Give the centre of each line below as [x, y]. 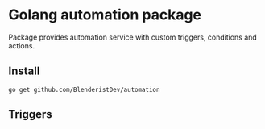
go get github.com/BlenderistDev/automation [84, 89]
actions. [21, 45]
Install [24, 71]
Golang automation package [105, 15]
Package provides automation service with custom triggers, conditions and [133, 37]
